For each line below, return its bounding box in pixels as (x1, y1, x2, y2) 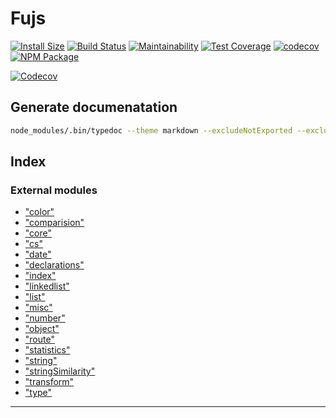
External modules (10, 183, 98, 197)
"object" (24, 323, 60, 335)
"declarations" (24, 259, 85, 271)
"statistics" (24, 344, 71, 356)
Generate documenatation (10, 99, 178, 116)
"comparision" (24, 217, 85, 229)
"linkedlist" (24, 280, 70, 292)
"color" (24, 206, 55, 218)
